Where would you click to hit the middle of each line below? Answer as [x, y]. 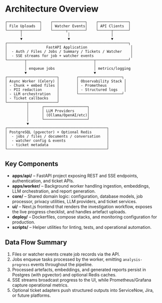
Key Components [32, 164]
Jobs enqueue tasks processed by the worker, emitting [67, 259]
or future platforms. [31, 295]
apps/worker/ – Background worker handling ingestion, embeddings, [81, 186]
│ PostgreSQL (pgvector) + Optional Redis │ [57, 132]
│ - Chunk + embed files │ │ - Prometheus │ [66, 85]
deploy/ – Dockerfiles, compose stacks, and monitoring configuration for [84, 217]
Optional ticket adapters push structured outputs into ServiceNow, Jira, [83, 290]
